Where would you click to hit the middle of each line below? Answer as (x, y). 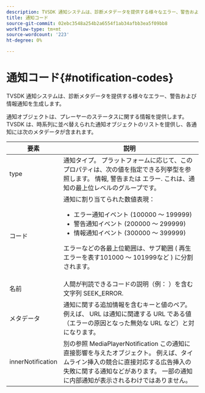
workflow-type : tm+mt (34, 29)
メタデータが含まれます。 (65, 131)
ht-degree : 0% (24, 40)
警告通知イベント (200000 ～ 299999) (130, 224)
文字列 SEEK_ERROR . (93, 293)
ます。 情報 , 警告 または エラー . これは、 (132, 178)
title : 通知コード (27, 18)
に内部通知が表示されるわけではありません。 (127, 380)
